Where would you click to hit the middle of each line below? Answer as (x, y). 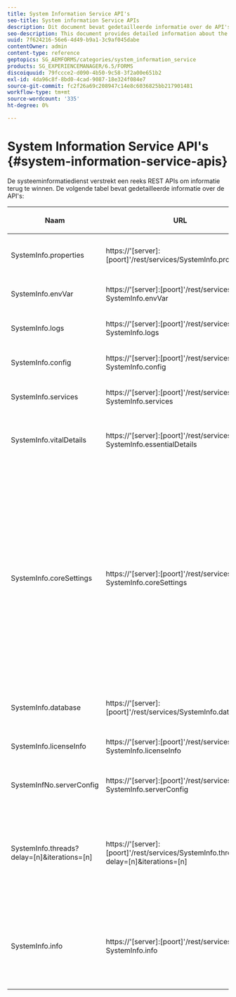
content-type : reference (44, 54)
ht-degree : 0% (28, 106)
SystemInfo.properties (47, 255)
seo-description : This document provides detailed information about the (118, 33)
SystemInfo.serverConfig (147, 789)
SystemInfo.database (46, 707)
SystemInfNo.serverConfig (55, 784)
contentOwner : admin (38, 46)
